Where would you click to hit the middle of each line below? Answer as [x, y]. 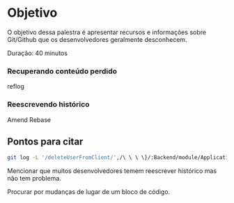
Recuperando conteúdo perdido [62, 71]
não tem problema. [34, 179]
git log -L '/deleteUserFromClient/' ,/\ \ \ [73, 158]
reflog [16, 87]
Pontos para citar [45, 141]
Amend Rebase [29, 119]
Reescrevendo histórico [48, 105]
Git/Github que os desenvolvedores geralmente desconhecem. [97, 39]
